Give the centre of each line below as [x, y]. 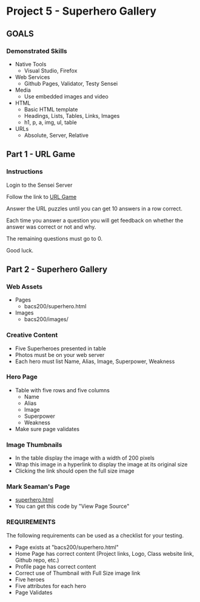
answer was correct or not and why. [51, 227]
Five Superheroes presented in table [60, 348]
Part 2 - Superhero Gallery [57, 269]
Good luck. [20, 250]
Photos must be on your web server [60, 355]
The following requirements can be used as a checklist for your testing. [95, 535]
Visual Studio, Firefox [51, 71]
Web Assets [25, 286]
